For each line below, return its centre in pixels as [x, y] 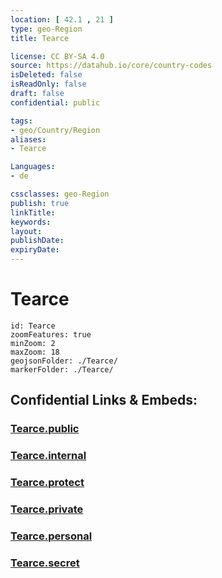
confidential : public [55, 102]
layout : [26, 231]
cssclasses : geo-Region [60, 194]
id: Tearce [33, 326]
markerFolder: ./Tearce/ [62, 369]
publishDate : [37, 241]
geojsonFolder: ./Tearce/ [64, 361]
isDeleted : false [46, 75]
